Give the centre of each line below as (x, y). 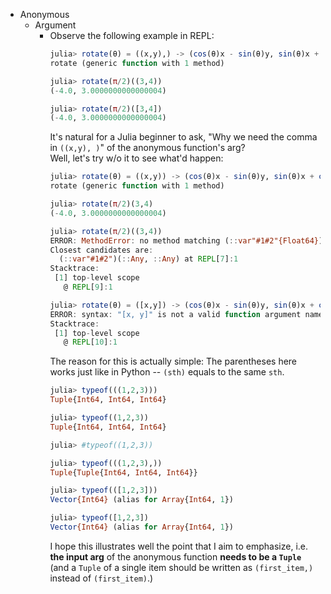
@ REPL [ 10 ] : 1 (90, 342)
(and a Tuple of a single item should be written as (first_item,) (181, 567)
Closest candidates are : (101, 250)
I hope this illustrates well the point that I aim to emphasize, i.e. (179, 546)
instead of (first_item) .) (101, 578)
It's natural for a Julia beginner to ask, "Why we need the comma (183, 137)
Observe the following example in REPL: (132, 35)
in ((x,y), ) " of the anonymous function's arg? (147, 148)
